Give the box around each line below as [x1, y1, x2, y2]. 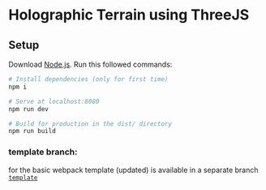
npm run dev [8, 105, 49, 113]
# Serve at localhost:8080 [8, 97, 100, 106]
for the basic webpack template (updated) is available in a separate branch [8, 165, 259, 175]
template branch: [8, 146, 78, 158]
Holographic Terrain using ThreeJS [8, 6, 250, 24]
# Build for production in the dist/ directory [8, 119, 173, 127]
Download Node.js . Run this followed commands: [8, 59, 173, 69]
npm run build [8, 127, 57, 136]
